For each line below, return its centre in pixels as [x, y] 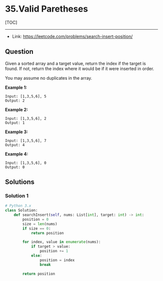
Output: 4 [15, 145]
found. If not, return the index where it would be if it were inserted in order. [80, 69]
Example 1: [16, 87]
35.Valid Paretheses [47, 9]
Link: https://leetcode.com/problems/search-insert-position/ [72, 36]
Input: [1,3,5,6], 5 [26, 96]
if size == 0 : [37, 228]
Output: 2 [15, 101]
